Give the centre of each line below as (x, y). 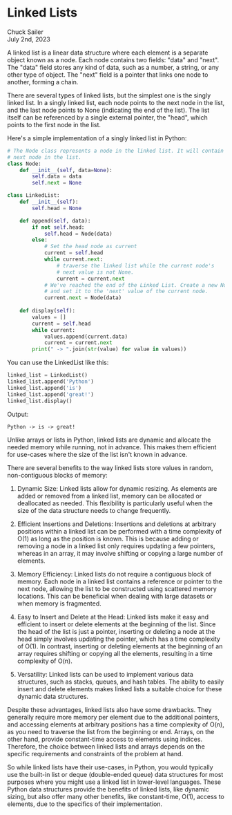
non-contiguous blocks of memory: (58, 475)
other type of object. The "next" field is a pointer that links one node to (108, 75)
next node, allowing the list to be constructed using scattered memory (117, 588)
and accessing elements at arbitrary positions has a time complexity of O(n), (116, 724)
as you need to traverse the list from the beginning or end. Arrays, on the (111, 731)
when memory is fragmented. (59, 603)
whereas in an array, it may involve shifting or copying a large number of (120, 553)
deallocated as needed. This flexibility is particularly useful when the (115, 503)
